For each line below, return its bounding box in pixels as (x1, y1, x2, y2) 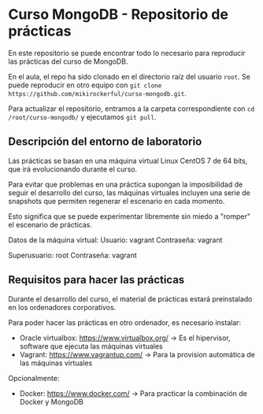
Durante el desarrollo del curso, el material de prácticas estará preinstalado (8, 294, 253, 304)
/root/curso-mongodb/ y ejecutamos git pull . (8, 112, 157, 121)
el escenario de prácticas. (8, 220, 93, 229)
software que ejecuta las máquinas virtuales (19, 341, 163, 351)
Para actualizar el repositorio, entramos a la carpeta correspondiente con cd (8, 104, 254, 113)
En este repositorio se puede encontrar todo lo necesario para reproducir (8, 48, 246, 57)
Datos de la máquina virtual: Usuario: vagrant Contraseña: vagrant (8, 235, 223, 245)
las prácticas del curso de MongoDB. (8, 57, 128, 66)
